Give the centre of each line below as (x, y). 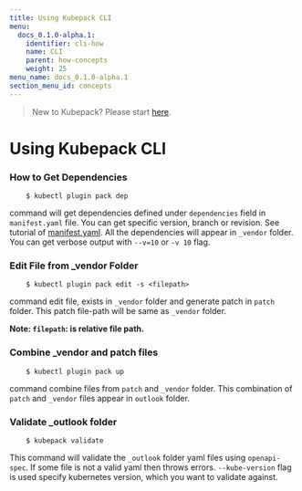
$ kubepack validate (65, 441)
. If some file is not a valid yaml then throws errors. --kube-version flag (159, 467)
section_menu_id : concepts (61, 86)
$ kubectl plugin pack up (75, 371)
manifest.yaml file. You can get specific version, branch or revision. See (145, 223)
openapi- (264, 458)
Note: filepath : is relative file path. (77, 329)
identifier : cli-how (65, 43)
